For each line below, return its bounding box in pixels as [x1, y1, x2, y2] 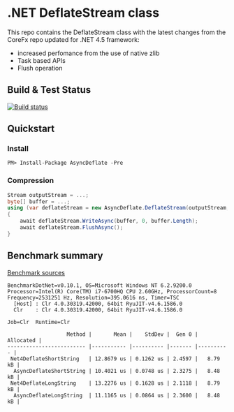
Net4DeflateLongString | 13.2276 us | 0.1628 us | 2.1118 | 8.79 [10, 379, 220, 387]
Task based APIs [17, 56, 66, 64]
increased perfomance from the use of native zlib [17, 49, 160, 57]
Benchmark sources [7, 268, 65, 277]
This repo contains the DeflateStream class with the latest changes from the [7, 28, 226, 36]
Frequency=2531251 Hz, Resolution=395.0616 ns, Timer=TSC [7, 294, 180, 301]
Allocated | [7, 337, 42, 344]
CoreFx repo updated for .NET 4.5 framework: [7, 35, 140, 43]
